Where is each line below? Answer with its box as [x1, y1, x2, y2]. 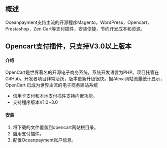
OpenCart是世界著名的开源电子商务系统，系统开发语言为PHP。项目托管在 [5, 69, 159, 75]
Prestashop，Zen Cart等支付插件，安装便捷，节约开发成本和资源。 [5, 25, 146, 32]
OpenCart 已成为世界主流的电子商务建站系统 [5, 82, 98, 88]
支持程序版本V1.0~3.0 [12, 99, 58, 105]
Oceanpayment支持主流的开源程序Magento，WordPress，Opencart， [5, 19, 152, 25]
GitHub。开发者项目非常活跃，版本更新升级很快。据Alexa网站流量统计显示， [5, 76, 165, 82]
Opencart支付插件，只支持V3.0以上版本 [5, 42, 132, 51]
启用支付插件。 [12, 130, 44, 136]
